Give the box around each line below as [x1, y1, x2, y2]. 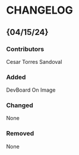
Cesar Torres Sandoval [6, 58, 62, 65]
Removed [6, 130, 34, 138]
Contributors [6, 45, 45, 53]
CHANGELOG [6, 4, 73, 17]
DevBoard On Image [6, 86, 56, 93]
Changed [6, 101, 34, 109]
